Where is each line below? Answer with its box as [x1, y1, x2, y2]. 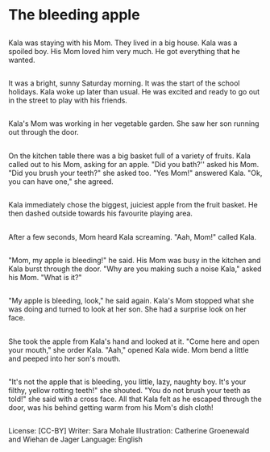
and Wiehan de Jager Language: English [8, 434, 143, 445]
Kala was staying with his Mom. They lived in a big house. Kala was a [8, 38, 238, 48]
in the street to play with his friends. [8, 95, 127, 105]
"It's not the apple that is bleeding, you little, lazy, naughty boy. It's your [8, 377, 247, 387]
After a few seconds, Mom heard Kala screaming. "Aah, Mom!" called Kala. [8, 232, 256, 241]
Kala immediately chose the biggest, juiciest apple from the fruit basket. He [8, 200, 258, 210]
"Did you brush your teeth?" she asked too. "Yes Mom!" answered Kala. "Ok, [8, 168, 263, 178]
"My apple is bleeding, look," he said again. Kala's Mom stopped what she [8, 296, 255, 306]
